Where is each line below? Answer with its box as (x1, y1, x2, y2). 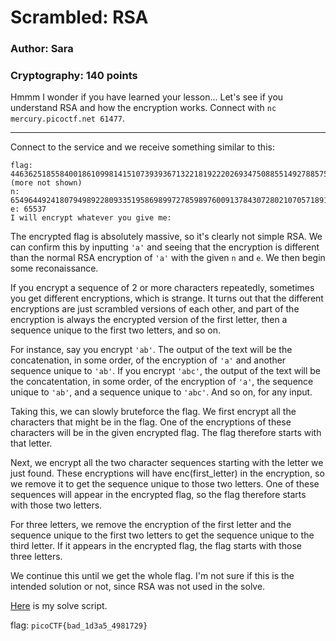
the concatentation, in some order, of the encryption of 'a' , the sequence (10, 376, 314, 388)
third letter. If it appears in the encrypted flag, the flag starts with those (10, 540, 302, 552)
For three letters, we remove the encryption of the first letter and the (10, 519, 292, 531)
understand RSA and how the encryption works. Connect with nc (10, 102, 277, 114)
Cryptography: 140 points (10, 69, 138, 83)
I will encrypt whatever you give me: (10, 213, 172, 223)
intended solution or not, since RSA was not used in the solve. (10, 581, 266, 593)
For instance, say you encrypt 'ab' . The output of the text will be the (10, 344, 293, 356)
